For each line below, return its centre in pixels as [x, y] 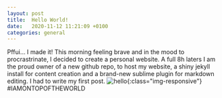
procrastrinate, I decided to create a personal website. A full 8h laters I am [111, 60]
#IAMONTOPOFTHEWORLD [46, 88]
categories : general [37, 33]
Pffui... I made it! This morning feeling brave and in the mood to [96, 52]
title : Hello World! [38, 20]
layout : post [26, 13]
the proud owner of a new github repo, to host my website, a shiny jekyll [109, 66]
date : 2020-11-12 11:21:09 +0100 [58, 26]
